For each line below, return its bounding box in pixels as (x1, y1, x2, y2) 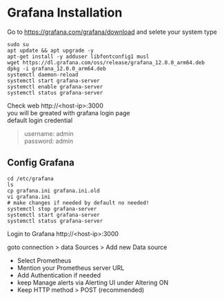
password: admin (23, 137, 74, 145)
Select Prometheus (17, 256, 72, 264)
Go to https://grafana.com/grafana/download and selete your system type (7, 28, 217, 36)
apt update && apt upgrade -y (7, 47, 94, 54)
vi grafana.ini (7, 193, 51, 200)
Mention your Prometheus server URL (17, 264, 125, 272)
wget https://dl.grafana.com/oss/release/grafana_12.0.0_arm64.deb (7, 59, 205, 66)
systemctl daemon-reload (7, 71, 79, 78)
